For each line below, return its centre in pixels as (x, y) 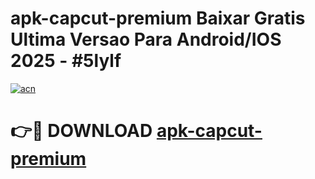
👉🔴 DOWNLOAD (81, 131)
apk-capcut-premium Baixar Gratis (158, 18)
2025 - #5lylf (66, 61)
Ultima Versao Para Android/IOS (146, 39)
